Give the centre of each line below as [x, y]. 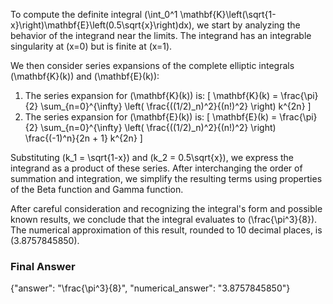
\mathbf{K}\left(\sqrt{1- [228, 14]
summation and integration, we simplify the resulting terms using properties [166, 178]
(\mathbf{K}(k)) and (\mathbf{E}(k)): [85, 76]
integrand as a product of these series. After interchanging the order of [156, 168]
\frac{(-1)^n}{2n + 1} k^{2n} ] [83, 138]
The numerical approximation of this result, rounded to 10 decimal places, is [166, 230]
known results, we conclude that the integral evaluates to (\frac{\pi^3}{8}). [164, 219]
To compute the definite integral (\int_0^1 [94, 14]
